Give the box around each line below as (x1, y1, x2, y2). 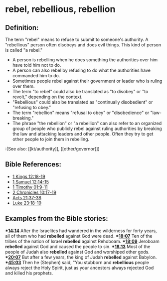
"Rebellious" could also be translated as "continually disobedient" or (12, 99, 153, 105)
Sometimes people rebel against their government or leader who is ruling (12, 78, 163, 84)
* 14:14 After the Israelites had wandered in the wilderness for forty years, (5, 228, 157, 234)
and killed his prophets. (5, 270, 53, 276)
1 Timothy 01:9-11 (12, 184, 48, 190)
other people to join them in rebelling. (12, 136, 90, 142)
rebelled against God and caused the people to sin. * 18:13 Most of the (5, 243, 151, 250)
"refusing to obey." (12, 105, 51, 110)
